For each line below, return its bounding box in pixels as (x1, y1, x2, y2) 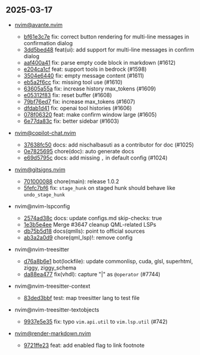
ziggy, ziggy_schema (23, 264, 77, 271)
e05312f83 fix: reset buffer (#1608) (23, 91, 112, 98)
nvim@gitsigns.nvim (14, 166, 65, 173)
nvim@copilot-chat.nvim (14, 129, 77, 136)
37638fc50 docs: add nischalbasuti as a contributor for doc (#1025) (23, 141, 195, 148)
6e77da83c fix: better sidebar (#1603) (23, 117, 120, 125)
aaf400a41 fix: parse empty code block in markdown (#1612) (23, 59, 176, 66)
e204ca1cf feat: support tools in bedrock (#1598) (23, 65, 147, 73)
